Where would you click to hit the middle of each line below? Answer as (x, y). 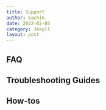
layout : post (23, 35)
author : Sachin (26, 18)
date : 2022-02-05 (28, 23)
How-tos (23, 101)
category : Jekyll (28, 29)
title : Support (26, 12)
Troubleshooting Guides (53, 80)
